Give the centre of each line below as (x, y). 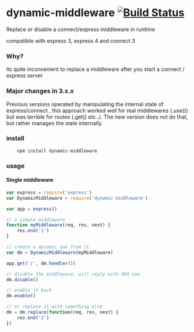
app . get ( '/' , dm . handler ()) (41, 263)
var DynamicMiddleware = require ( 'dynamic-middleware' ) (77, 198)
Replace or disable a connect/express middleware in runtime (81, 29)
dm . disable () (22, 280)
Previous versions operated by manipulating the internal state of (85, 104)
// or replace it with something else (54, 307)
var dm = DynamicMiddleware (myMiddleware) (60, 252)
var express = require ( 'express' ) (49, 193)
